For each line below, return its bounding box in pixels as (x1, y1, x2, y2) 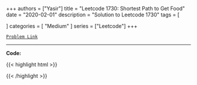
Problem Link (6, 34, 38, 40)
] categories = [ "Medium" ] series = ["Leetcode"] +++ (6, 23, 138, 29)
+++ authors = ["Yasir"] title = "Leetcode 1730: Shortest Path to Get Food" (6, 5, 185, 12)
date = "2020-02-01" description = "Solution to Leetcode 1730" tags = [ (6, 11, 180, 18)
